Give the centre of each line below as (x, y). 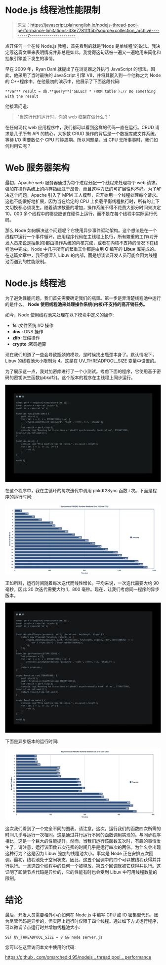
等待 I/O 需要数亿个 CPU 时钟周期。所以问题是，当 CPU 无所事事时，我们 (80, 140)
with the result (22, 96)
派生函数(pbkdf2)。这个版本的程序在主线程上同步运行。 (79, 377)
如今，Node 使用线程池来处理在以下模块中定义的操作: (60, 315)
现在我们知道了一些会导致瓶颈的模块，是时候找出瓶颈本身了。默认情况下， (81, 354)
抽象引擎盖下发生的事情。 (31, 58)
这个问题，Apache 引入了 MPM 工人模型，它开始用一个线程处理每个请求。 (85, 195)
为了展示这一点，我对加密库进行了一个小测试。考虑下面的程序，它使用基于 (81, 371)
